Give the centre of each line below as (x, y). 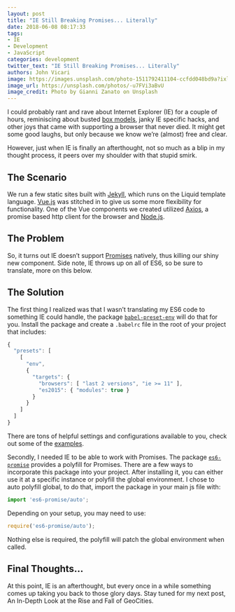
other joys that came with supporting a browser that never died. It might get (116, 127)
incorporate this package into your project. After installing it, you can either (115, 472)
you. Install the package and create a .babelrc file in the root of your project (117, 324)
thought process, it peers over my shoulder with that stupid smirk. (102, 156)
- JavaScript (26, 53)
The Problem (36, 239)
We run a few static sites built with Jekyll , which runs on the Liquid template (116, 194)
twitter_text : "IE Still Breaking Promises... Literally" (93, 66)
